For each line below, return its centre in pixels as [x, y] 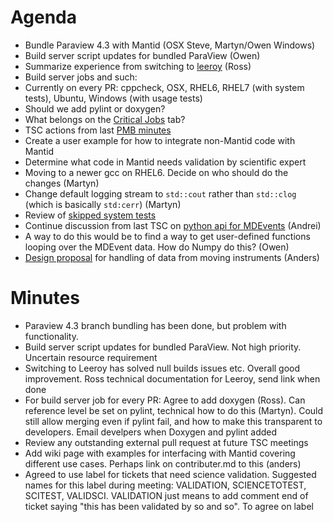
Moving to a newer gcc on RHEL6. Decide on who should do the [156, 172]
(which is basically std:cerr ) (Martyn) [103, 204]
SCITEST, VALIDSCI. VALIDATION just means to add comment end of [166, 495]
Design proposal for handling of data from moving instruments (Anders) [172, 257]
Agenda [43, 17]
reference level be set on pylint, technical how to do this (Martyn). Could [174, 410]
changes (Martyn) [62, 183]
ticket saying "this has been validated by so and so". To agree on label [169, 506]
